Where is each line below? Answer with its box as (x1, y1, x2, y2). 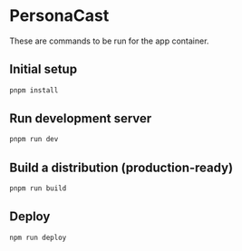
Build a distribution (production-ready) (9, 159, 234, 175)
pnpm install (9, 85, 59, 95)
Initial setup (9, 62, 78, 77)
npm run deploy (9, 233, 67, 242)
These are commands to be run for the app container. (9, 35, 209, 46)
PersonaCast (9, 5, 110, 26)
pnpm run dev (9, 135, 59, 144)
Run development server (9, 111, 152, 127)
